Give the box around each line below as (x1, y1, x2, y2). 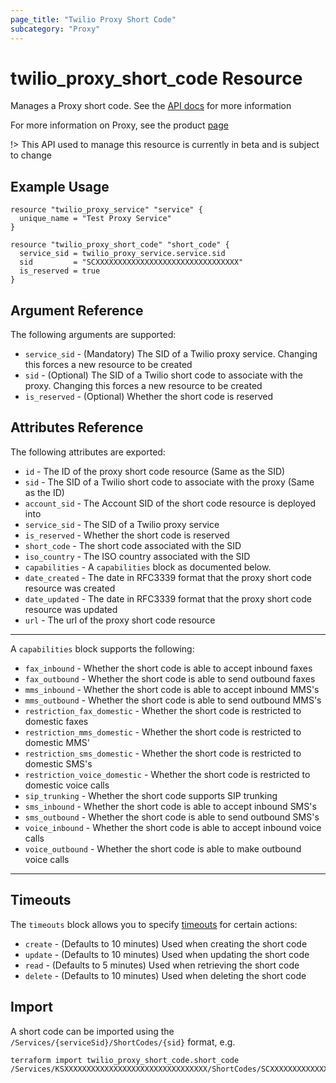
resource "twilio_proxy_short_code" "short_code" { (10, 240, 230, 250)
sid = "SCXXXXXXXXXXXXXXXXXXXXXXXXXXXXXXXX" (19, 257, 244, 268)
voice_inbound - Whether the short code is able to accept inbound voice (24, 821, 322, 833)
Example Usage (10, 178, 110, 195)
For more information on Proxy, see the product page (10, 119, 229, 131)
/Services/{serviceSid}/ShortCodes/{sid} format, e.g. (10, 1036, 236, 1048)
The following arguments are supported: (10, 329, 177, 341)
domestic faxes (24, 715, 89, 727)
